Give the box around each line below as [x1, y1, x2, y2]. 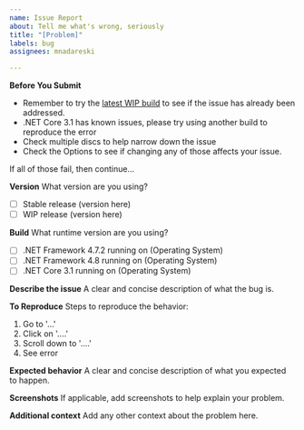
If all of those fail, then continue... [9, 164, 134, 175]
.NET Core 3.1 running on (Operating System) [22, 265, 191, 276]
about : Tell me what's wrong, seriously [9, 22, 165, 31]
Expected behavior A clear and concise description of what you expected [9, 365, 287, 376]
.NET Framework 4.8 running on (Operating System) [22, 255, 218, 266]
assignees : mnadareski [9, 47, 95, 56]
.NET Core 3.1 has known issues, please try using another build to [22, 117, 268, 128]
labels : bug [9, 38, 54, 48]
